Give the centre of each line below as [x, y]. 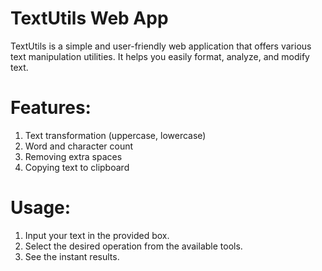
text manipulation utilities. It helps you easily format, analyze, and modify [160, 56]
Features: [51, 108]
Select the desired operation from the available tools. [133, 246]
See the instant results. [72, 256]
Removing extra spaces [73, 156]
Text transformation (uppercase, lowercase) [115, 135]
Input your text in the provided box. [97, 235]
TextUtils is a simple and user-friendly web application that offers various [161, 46]
